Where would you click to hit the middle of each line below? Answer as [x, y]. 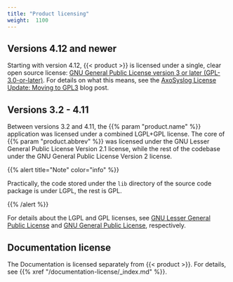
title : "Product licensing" [48, 14]
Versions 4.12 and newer [62, 49]
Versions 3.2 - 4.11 [48, 110]
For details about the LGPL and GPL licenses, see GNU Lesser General [109, 218]
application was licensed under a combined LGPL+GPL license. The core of [116, 134]
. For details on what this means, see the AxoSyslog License [129, 80]
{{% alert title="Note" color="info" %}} [63, 170]
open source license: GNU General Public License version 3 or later [105, 73]
